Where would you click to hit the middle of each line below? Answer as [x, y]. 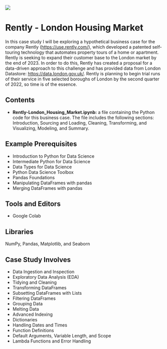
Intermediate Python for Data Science [51, 161]
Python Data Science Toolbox [43, 172]
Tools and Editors [33, 204]
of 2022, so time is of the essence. [41, 84]
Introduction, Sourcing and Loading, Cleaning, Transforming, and [79, 123]
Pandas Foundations [34, 177]
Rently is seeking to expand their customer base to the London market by [81, 57]
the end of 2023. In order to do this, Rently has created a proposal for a [79, 63]
